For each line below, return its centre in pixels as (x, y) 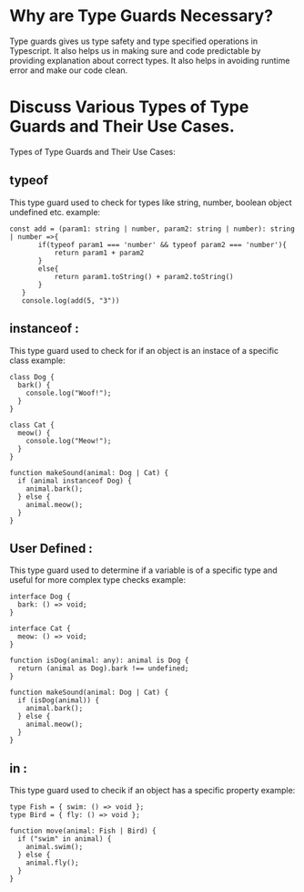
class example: (37, 360)
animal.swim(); (55, 847)
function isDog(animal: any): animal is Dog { (99, 661)
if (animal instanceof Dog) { (75, 481)
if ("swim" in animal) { (65, 839)
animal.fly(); (52, 863)
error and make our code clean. (69, 70)
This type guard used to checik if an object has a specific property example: (152, 791)
